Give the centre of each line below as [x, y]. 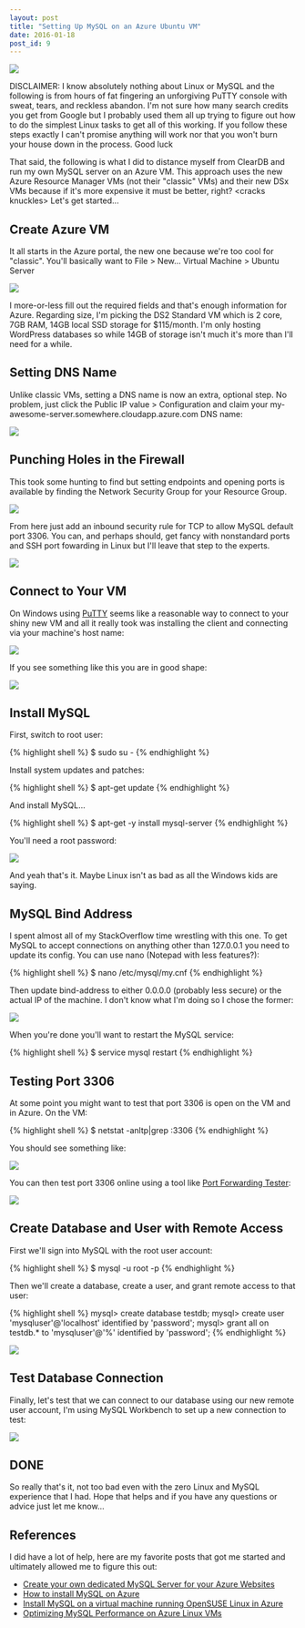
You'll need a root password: [63, 841]
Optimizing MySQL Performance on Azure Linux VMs [122, 1613]
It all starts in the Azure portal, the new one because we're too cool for [142, 251]
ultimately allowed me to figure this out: [83, 1567]
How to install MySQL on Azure [81, 1594]
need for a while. [41, 344]
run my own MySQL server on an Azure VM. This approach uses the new [146, 172]
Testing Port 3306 [62, 1081]
